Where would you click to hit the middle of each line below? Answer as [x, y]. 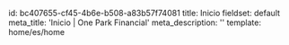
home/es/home [36, 32]
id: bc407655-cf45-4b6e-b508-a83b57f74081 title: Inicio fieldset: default [144, 13]
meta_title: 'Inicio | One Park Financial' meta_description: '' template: [135, 22]
